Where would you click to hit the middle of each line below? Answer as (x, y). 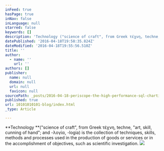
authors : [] (17, 69)
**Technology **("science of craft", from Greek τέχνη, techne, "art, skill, (79, 127)
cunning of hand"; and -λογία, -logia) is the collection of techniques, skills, (81, 132)
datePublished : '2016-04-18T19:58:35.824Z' (50, 41)
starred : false (20, 28)
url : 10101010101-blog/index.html (40, 105)
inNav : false (18, 19)
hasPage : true (20, 14)
